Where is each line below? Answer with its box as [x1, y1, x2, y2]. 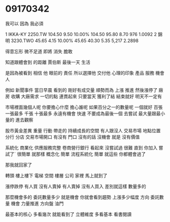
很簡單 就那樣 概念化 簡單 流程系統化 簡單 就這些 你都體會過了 [17, 151, 146, 157]
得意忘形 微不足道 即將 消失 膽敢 [5, 48, 73, 54]
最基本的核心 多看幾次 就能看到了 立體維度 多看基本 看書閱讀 [5, 211, 132, 217]
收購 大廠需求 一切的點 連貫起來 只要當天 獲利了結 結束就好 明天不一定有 [11, 93, 162, 99]
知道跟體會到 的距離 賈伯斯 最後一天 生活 [5, 59, 90, 65]
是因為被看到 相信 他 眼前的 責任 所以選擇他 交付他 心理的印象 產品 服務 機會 [5, 69, 165, 76]
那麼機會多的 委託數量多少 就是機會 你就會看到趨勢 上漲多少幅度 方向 [5, 194, 150, 200]
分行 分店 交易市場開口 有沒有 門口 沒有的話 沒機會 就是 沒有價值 [5, 134, 140, 140]
